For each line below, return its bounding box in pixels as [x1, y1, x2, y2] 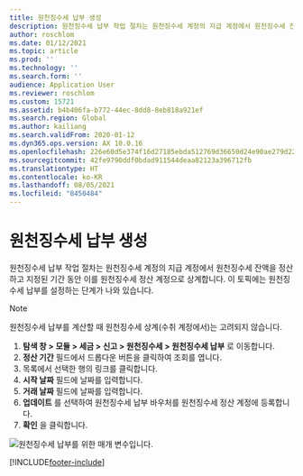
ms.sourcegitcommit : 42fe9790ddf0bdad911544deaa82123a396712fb [9, 155, 252, 165]
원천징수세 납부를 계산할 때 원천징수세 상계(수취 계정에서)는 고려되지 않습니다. [9, 321, 282, 332]
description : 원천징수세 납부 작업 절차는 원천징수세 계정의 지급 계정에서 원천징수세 [9, 22, 286, 31]
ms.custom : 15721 [9, 96, 75, 106]
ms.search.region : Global [9, 114, 106, 123]
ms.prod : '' [9, 55, 54, 64]
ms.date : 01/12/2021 [9, 38, 87, 48]
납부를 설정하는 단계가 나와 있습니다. [25, 285, 154, 296]
